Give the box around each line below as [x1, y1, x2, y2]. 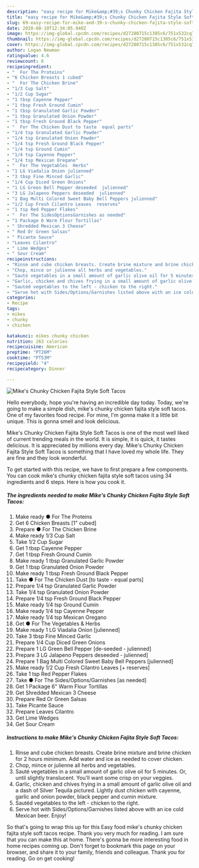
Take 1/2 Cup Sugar [15, 538, 64, 545]
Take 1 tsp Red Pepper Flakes [15, 670, 87, 677]
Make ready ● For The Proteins [15, 513, 92, 520]
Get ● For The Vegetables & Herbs [15, 619, 101, 627]
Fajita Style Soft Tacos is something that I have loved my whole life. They [6, 448, 184, 455]
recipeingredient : [6, 63, 52, 70]
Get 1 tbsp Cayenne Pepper [15, 544, 82, 551]
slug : [6, 20, 20, 25]
